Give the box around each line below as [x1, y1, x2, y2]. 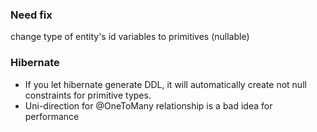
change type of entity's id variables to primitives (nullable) [10, 31, 250, 43]
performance [24, 110, 80, 122]
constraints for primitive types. [24, 89, 152, 101]
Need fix [10, 8, 53, 22]
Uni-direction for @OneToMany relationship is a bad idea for [24, 99, 273, 112]
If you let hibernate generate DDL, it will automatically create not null [24, 78, 307, 90]
